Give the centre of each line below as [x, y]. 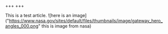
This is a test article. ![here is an [38, 15]
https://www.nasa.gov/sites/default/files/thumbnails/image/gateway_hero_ [86, 21]
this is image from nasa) [66, 26]
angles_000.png [22, 26]
